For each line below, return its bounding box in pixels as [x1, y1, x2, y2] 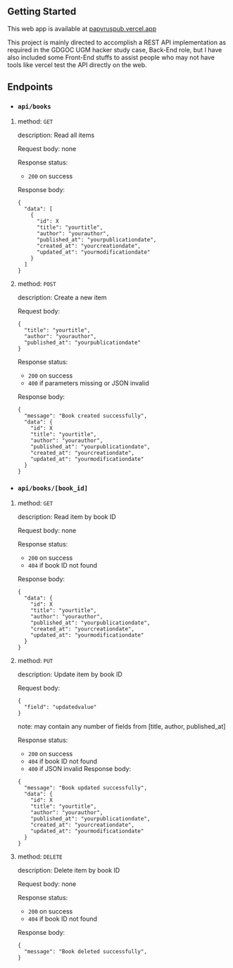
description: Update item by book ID [17, 670, 123, 679]
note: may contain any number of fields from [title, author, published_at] [17, 722, 226, 730]
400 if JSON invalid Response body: [27, 764, 132, 772]
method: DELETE [17, 852, 63, 861]
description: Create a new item [17, 293, 107, 301]
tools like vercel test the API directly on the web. [7, 60, 147, 69]
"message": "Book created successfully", [24, 412, 148, 419]
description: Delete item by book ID [17, 866, 120, 874]
